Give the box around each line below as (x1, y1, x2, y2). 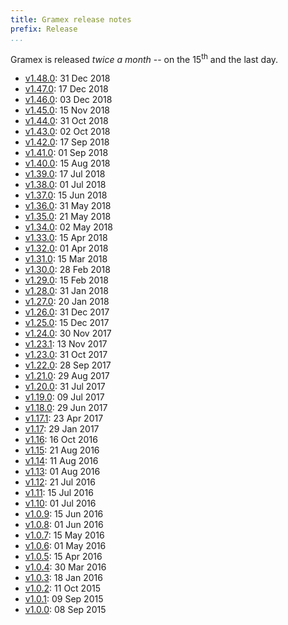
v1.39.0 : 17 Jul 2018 (24, 168, 106, 180)
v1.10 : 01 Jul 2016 (24, 497, 97, 510)
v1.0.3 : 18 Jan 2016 (24, 572, 103, 584)
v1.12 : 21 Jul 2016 (24, 476, 96, 488)
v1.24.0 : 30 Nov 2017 (24, 327, 112, 340)
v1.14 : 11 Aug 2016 (24, 455, 99, 467)
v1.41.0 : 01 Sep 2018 (24, 147, 109, 159)
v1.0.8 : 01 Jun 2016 (24, 519, 104, 531)
